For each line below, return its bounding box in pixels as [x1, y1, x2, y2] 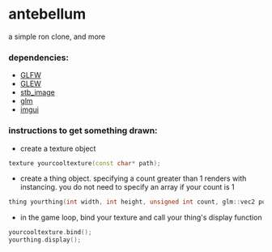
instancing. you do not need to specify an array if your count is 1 [19, 182, 235, 192]
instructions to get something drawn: [8, 125, 158, 136]
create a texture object [19, 143, 96, 153]
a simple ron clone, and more [8, 32, 106, 41]
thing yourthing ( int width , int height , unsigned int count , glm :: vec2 [8, 198, 255, 207]
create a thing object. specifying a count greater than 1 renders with [19, 173, 247, 183]
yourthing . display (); [8, 236, 82, 244]
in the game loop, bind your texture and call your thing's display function [19, 212, 262, 223]
